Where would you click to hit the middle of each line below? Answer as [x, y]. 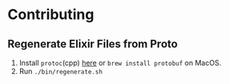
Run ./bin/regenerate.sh [61, 71]
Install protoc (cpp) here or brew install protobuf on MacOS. [120, 63]
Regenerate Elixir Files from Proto [92, 44]
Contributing [51, 15]
